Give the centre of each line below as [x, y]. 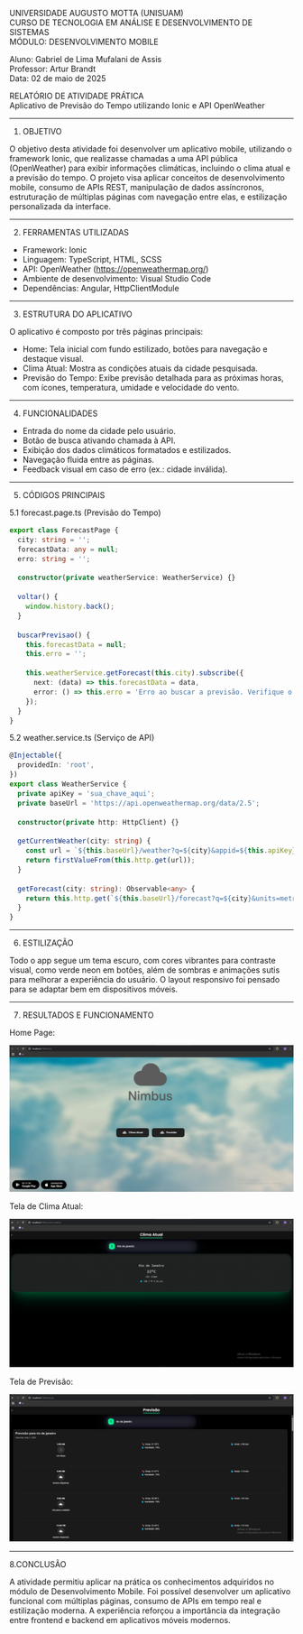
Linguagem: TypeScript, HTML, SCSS [92, 259]
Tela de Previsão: [41, 1381]
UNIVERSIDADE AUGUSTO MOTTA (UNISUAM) [96, 13]
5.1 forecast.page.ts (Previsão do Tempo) [85, 512]
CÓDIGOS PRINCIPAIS [64, 495]
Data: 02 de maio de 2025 [58, 78]
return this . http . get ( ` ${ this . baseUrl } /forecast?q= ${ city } [139, 898]
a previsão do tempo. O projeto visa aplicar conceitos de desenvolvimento [147, 178]
